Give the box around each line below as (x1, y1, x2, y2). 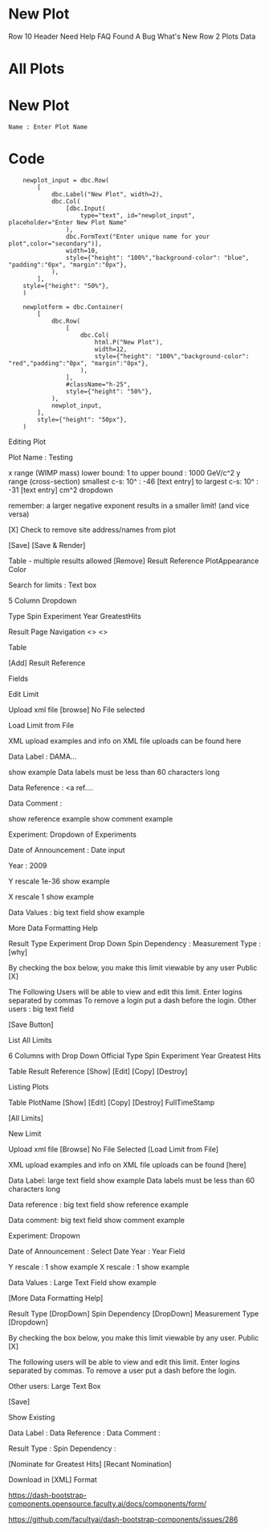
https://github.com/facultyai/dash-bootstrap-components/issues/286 (8, 1514, 238, 1524)
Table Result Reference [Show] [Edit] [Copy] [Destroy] (8, 1067, 188, 1076)
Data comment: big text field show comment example (8, 1216, 185, 1225)
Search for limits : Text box (8, 580, 97, 590)
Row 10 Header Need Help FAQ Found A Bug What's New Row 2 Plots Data (8, 31, 256, 41)
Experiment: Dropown (8, 1231, 80, 1240)
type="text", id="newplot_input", (79, 212, 196, 220)
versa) (8, 509, 30, 519)
